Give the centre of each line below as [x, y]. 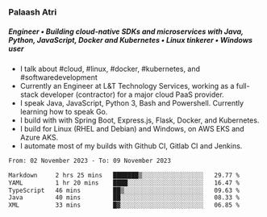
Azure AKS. [39, 137]
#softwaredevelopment [59, 77]
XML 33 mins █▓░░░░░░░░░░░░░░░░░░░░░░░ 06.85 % [124, 205]
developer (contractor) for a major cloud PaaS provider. [132, 94]
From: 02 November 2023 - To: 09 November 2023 [90, 161]
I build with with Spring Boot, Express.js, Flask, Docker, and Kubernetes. [140, 120]
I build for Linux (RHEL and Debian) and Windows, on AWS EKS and [132, 128]
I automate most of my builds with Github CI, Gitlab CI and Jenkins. [131, 146]
